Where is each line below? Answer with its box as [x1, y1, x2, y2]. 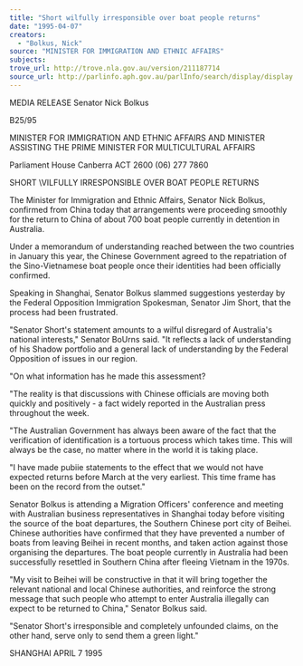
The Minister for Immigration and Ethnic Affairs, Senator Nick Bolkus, [9, 194, 266, 205]
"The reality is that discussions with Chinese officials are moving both [9, 388, 270, 399]
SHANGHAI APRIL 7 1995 [9, 647, 103, 658]
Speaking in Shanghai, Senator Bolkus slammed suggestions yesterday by [9, 287, 286, 298]
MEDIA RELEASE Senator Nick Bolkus [9, 97, 149, 108]
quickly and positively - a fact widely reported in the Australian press [9, 398, 266, 409]
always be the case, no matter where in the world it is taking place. [9, 444, 259, 455]
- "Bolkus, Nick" [17, 38, 83, 48]
